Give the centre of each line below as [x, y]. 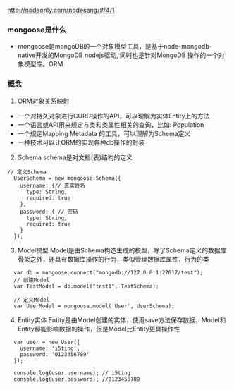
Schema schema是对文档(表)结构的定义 [75, 157]
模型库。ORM [43, 64]
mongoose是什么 [37, 30]
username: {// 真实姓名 [53, 185]
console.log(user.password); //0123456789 [77, 379]
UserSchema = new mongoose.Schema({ [67, 178]
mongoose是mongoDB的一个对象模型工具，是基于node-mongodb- [115, 47]
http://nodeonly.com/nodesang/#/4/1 [61, 10]
